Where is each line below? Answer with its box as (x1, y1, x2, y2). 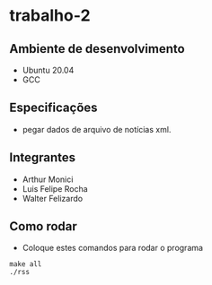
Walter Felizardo (22, 193, 84, 203)
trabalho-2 (9, 5, 92, 26)
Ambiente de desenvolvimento (9, 41, 186, 56)
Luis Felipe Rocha (22, 183, 88, 194)
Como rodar (9, 219, 78, 234)
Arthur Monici (22, 174, 74, 185)
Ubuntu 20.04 (22, 65, 75, 75)
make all (9, 260, 42, 269)
